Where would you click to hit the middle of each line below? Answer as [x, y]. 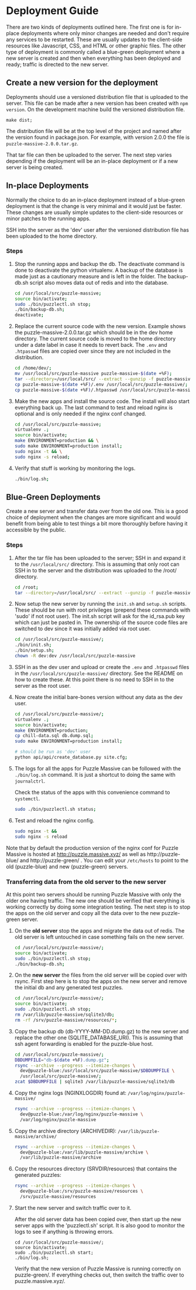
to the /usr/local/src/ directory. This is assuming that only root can [97, 564]
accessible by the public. [36, 530]
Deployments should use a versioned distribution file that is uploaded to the [97, 97]
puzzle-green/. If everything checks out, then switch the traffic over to [99, 1275]
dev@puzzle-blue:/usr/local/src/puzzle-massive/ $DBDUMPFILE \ [97, 1071]
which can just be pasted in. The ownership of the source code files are [101, 623]
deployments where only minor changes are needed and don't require [105, 33]
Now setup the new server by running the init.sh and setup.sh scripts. [101, 604]
